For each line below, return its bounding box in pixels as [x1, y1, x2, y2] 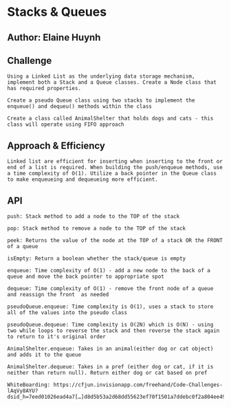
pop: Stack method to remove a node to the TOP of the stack [7, 225, 186, 232]
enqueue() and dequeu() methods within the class [7, 103, 153, 110]
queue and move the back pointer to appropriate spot [7, 273, 165, 280]
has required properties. [7, 85, 81, 92]
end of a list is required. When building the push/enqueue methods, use [7, 164, 223, 171]
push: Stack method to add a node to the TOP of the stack [7, 213, 180, 220]
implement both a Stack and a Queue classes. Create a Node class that [7, 79, 217, 86]
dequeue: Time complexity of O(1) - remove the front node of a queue [7, 285, 214, 292]
